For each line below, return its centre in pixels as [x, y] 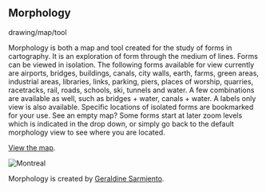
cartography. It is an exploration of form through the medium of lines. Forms [133, 56]
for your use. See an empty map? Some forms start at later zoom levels [125, 115]
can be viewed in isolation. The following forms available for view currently [131, 64]
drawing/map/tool [38, 32]
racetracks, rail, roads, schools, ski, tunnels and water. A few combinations [131, 90]
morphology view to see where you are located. [87, 132]
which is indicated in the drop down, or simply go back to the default [121, 123]
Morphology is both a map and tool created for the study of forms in [120, 48]
